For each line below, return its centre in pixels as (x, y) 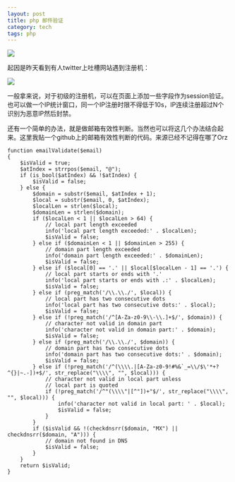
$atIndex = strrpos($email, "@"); (71, 169)
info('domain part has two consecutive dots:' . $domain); (133, 355)
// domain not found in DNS (86, 441)
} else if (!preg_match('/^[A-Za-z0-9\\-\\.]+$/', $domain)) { (127, 318)
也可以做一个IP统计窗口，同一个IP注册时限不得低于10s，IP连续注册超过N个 (116, 105)
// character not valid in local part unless (113, 379)
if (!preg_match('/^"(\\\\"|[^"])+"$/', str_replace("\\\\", (137, 392)
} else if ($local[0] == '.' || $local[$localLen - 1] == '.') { (131, 268)
